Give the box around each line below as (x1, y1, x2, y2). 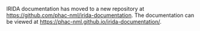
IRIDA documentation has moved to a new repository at (6, 5, 145, 12)
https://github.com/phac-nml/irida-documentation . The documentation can (6, 12, 195, 19)
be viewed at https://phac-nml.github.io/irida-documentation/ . (6, 18, 162, 25)
